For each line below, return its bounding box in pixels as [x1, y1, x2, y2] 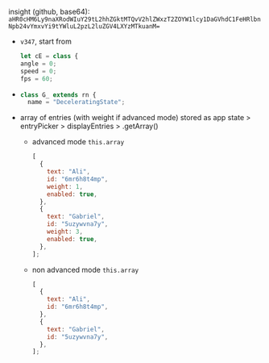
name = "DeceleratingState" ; [27, 98, 126, 106]
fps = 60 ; [19, 74, 54, 83]
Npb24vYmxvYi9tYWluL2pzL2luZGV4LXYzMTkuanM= [8, 23, 160, 31]
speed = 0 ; [19, 67, 57, 75]
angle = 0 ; [19, 60, 57, 68]
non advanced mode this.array [31, 265, 139, 274]
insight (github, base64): [8, 7, 90, 16]
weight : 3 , [47, 227, 83, 236]
